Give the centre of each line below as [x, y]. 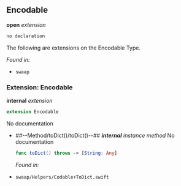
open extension [26, 24]
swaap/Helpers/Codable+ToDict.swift [62, 177]
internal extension [30, 100]
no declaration [26, 36]
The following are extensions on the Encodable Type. [74, 48]
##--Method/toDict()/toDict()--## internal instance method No [95, 135]
